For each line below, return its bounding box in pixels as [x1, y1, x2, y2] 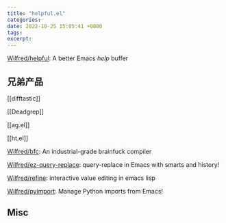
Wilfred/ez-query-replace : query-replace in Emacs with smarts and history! [7, 160, 220, 168]
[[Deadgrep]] [7, 107, 45, 116]
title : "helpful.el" [7, 10, 66, 17]
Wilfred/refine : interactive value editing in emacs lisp [7, 174, 156, 182]
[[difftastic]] [7, 94, 41, 103]
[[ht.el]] [7, 134, 29, 142]
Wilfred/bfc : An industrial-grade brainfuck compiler [7, 147, 152, 155]
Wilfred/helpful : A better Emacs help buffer [7, 54, 129, 62]
